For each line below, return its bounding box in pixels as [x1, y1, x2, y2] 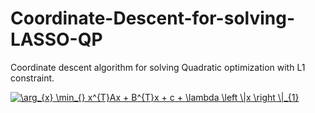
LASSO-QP [10, 28, 103, 51]
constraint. [10, 72, 55, 84]
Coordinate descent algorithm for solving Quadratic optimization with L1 [10, 61, 306, 73]
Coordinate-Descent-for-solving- [10, 7, 296, 30]
